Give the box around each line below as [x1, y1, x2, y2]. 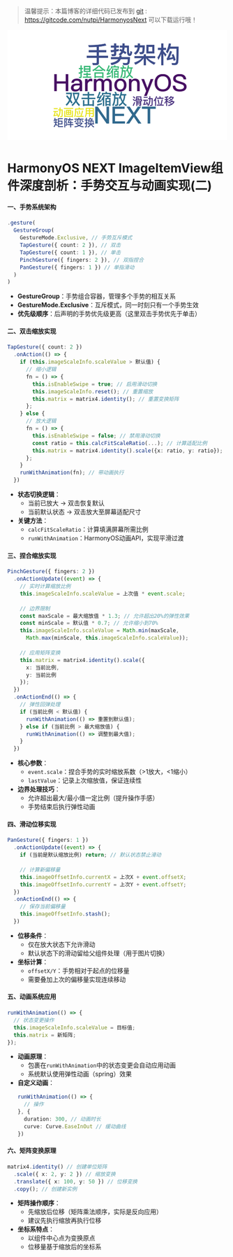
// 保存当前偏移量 [20, 903, 66, 911]
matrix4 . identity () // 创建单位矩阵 [7, 1163, 107, 1170]
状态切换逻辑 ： [17, 490, 61, 499]
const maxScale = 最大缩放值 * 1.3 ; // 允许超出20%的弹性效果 [20, 612, 190, 619]
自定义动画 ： [17, 1079, 54, 1087]
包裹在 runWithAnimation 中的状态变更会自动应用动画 [27, 1061, 176, 1069]
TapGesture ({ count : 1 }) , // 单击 [20, 248, 121, 256]
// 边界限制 [20, 605, 50, 612]
